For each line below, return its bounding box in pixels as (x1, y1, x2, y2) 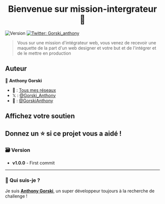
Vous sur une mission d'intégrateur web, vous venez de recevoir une (17, 39, 156, 45)
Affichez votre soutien (5, 112, 75, 120)
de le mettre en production (17, 50, 71, 56)
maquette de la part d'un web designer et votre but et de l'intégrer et (17, 45, 157, 51)
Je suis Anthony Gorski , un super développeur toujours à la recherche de (5, 188, 155, 194)
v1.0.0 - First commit (12, 160, 55, 166)
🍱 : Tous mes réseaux (12, 87, 56, 93)
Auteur (5, 65, 27, 73)
